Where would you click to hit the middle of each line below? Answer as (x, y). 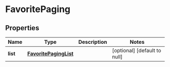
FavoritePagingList (50, 54)
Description (93, 42)
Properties (22, 28)
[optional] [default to (137, 50)
